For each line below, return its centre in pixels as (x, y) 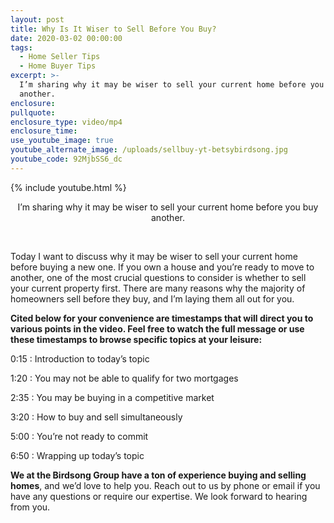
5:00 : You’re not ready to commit (79, 436)
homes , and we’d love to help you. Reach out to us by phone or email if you (165, 485)
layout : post (37, 19)
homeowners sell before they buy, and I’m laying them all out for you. (152, 298)
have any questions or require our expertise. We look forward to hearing (159, 496)
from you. (30, 507)
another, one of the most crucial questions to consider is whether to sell (158, 277)
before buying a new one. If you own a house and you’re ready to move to (162, 267)
